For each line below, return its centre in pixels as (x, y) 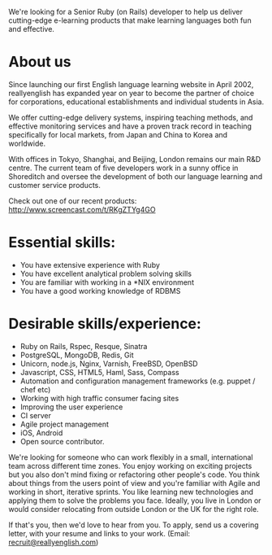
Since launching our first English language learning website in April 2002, (131, 84)
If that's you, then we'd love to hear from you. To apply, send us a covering (134, 525)
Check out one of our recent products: (73, 201)
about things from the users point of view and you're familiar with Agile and (134, 483)
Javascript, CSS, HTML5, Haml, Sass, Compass (100, 372)
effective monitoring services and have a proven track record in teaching (130, 126)
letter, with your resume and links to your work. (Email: (99, 533)
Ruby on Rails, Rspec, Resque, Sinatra (84, 346)
